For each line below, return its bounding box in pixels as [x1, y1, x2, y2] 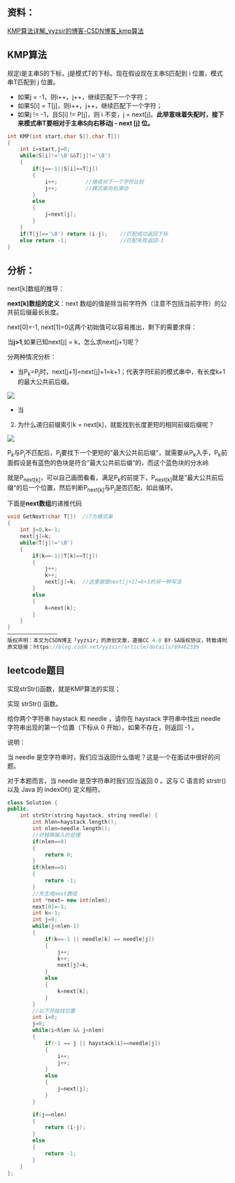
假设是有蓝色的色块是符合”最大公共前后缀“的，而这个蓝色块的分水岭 [13, 458, 209, 467]
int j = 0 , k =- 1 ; [20, 526, 61, 533]
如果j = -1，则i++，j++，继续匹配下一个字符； [17, 92, 150, 101]
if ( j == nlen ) [32, 1111, 68, 1118]
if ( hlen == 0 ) [32, 864, 68, 871]
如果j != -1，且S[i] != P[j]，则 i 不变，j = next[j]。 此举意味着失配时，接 [17, 110, 218, 118]
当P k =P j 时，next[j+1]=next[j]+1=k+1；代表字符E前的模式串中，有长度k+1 [17, 367, 226, 377]
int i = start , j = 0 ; [20, 146, 71, 153]
